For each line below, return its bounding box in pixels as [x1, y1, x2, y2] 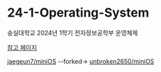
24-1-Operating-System [7, 5, 149, 21]
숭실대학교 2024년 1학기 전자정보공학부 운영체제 [7, 28, 138, 37]
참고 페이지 [7, 43, 37, 51]
